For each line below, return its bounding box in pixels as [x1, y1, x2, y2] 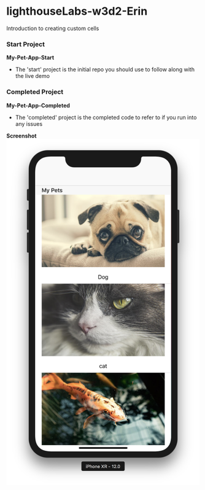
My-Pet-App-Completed [6, 101, 71, 109]
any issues [15, 120, 43, 127]
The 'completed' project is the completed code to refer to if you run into [15, 114, 197, 121]
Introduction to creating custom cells [6, 25, 99, 32]
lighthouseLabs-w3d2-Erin [6, 4, 148, 18]
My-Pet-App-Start [6, 54, 55, 61]
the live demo [15, 72, 50, 80]
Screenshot [6, 132, 37, 139]
